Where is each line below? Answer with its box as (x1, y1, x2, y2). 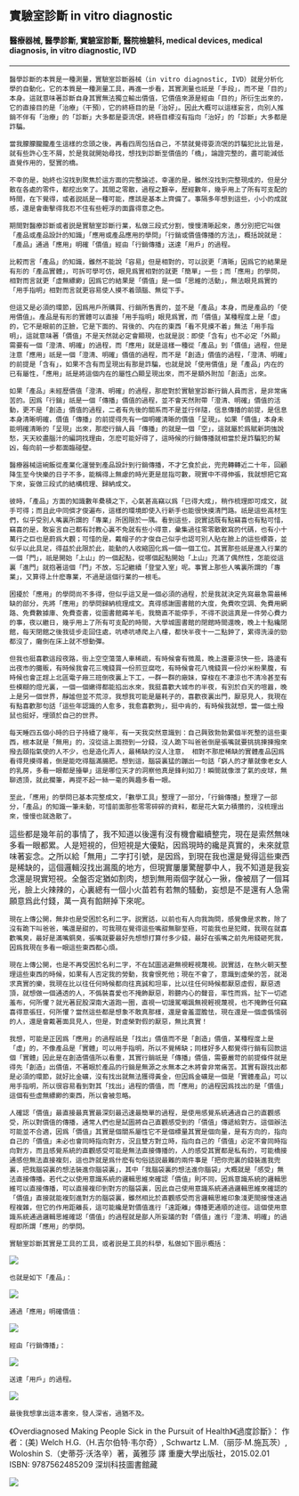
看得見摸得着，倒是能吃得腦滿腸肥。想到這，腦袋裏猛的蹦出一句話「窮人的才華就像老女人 (9, 756, 287, 766)
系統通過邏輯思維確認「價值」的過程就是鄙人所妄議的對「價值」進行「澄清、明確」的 (15, 1212, 281, 1222)
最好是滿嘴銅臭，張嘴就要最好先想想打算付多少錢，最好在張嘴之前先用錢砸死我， (35, 933, 287, 942)
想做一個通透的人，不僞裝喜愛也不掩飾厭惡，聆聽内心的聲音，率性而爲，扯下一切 (28, 988, 281, 997)
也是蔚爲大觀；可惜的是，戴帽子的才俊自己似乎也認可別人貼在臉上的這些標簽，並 (35, 534, 287, 543)
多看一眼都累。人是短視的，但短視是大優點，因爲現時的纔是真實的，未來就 (9, 840, 282, 850)
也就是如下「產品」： (9, 1272, 73, 1282)
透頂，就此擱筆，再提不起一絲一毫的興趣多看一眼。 (15, 776, 175, 785)
